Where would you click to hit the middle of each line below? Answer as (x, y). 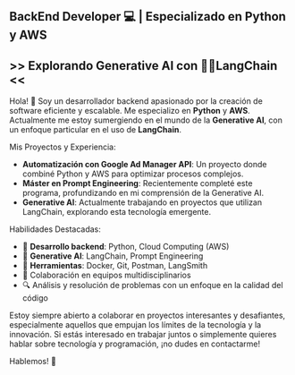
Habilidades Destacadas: (55, 229)
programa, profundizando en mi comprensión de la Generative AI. (143, 193)
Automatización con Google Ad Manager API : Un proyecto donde (144, 165)
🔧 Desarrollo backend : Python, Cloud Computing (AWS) (126, 247)
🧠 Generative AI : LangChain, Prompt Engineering (113, 256)
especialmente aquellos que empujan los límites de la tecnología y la (135, 325)
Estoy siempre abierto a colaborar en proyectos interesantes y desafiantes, (147, 315)
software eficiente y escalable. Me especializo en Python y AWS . (130, 111)
